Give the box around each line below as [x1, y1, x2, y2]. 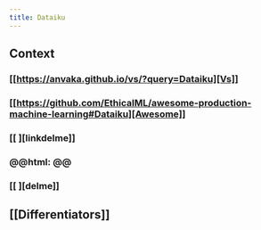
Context [9, 46, 55, 62]
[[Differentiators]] [9, 207, 110, 223]
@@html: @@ [9, 155, 72, 168]
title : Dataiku [9, 12, 66, 22]
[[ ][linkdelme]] [9, 131, 76, 144]
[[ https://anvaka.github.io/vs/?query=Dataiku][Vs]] [9, 72, 239, 85]
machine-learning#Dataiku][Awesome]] [9, 108, 186, 120]
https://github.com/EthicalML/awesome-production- [16, 96, 252, 109]
